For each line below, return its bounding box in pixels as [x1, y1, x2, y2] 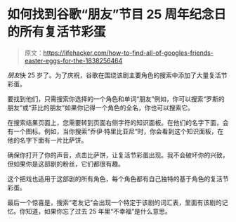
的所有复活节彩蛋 [7, 24, 107, 40]
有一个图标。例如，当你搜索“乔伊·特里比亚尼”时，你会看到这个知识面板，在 [7, 127, 224, 136]
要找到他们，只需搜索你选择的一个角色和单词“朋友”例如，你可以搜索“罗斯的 [7, 94, 225, 103]
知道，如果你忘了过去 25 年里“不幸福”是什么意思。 [25, 207, 172, 215]
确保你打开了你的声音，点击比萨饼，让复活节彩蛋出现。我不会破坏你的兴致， [7, 150, 229, 159]
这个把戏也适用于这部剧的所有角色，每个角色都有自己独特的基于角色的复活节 [7, 174, 229, 183]
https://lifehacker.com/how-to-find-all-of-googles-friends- [43, 48, 214, 57]
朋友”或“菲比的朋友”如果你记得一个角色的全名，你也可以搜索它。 [7, 103, 195, 112]
